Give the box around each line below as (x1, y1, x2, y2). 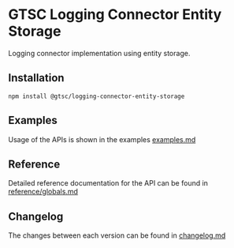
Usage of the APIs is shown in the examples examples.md (8, 134, 196, 144)
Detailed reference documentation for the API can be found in (8, 178, 209, 188)
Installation (8, 71, 65, 85)
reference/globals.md (8, 187, 79, 197)
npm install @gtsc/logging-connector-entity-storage (8, 92, 185, 100)
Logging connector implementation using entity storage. (8, 48, 191, 58)
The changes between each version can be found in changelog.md (8, 231, 226, 240)
